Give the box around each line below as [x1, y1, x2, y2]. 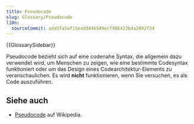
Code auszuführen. [6, 78, 53, 85]
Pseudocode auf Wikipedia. [14, 111, 82, 119]
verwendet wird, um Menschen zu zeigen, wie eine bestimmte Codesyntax [6, 59, 188, 66]
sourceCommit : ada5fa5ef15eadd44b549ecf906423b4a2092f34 [11, 25, 155, 31]
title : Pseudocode [6, 8, 51, 15]
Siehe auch [6, 96, 48, 106]
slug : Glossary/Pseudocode [6, 14, 73, 20]
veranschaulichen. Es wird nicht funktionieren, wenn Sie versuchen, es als [6, 72, 187, 79]
